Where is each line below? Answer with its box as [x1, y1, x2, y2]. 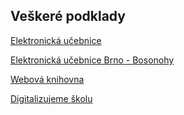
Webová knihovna [10, 73, 85, 85]
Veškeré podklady [10, 8, 126, 25]
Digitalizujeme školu [10, 92, 93, 104]
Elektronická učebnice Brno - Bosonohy [10, 54, 175, 66]
